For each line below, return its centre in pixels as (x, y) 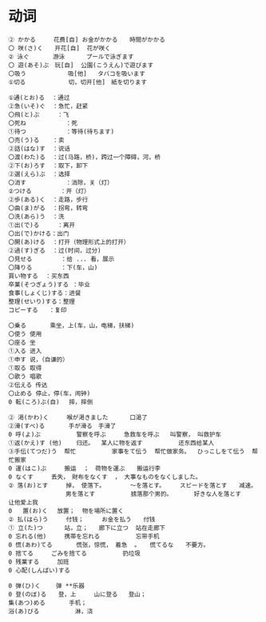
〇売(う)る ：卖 (36, 140)
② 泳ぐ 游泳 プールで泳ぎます (71, 57)
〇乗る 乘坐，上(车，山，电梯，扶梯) (71, 325)
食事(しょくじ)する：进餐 (45, 293)
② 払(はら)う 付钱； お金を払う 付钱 (82, 519)
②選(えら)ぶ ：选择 (39, 174)
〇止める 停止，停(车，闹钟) (50, 393)
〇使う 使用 (25, 334)
